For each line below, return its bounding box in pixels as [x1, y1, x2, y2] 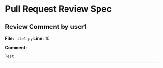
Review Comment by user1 [5, 23, 87, 31]
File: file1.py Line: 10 [5, 35, 49, 41]
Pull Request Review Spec [5, 3, 112, 14]
